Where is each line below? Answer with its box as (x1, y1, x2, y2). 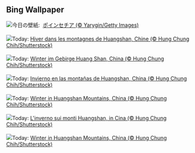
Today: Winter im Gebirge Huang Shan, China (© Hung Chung (12, 55, 165, 62)
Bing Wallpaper (6, 5, 64, 15)
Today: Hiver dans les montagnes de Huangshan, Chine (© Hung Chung (12, 35, 190, 42)
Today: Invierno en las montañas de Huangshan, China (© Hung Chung (12, 75, 187, 82)
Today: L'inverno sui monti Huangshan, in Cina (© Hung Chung (12, 114, 167, 121)
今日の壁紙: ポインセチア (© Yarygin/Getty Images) (12, 21, 139, 29)
